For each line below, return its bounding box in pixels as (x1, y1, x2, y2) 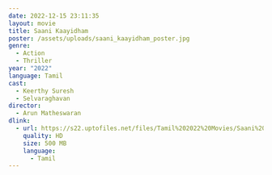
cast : (8, 79, 27, 87)
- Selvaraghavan (15, 94, 70, 102)
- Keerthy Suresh (15, 86, 74, 95)
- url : (15, 124, 38, 132)
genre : (8, 42, 31, 50)
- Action (15, 49, 45, 57)
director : (8, 102, 42, 110)
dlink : (8, 117, 31, 125)
